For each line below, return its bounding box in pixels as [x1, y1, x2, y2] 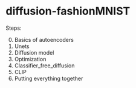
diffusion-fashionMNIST [5, 4, 131, 18]
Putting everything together [14, 75, 83, 82]
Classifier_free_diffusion [14, 62, 75, 69]
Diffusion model [14, 49, 54, 56]
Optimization [14, 55, 47, 63]
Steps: [5, 24, 22, 32]
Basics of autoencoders [14, 36, 74, 43]
